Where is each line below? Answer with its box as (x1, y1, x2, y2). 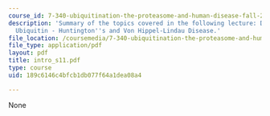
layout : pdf (8, 49, 48, 57)
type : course (8, 64, 52, 72)
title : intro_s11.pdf (8, 57, 81, 65)
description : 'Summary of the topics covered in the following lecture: (8, 19, 257, 27)
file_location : (8, 34, 59, 42)
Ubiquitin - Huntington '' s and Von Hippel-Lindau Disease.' (15, 26, 221, 34)
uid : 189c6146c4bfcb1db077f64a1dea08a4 (8, 71, 142, 79)
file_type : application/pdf (8, 42, 103, 50)
